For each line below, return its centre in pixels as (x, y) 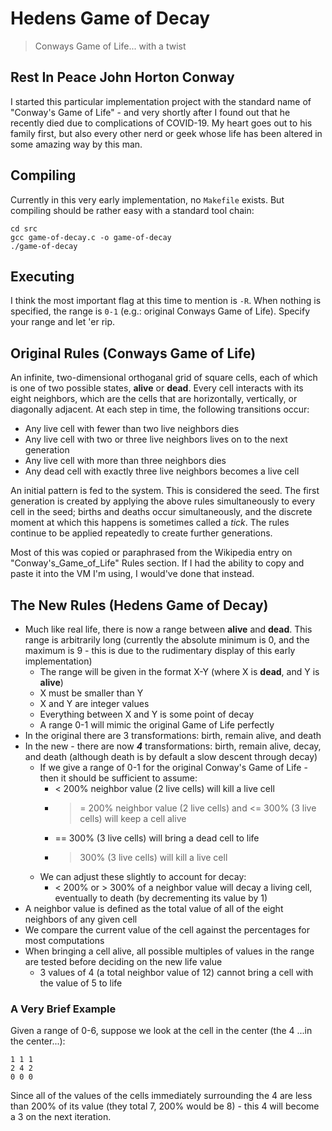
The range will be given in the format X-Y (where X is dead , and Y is (179, 671)
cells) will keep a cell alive (133, 818)
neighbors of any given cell (81, 919)
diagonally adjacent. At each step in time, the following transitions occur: (160, 409)
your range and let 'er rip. (63, 322)
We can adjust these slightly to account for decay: (143, 876)
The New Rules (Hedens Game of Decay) (139, 605)
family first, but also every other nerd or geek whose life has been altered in (166, 133)
